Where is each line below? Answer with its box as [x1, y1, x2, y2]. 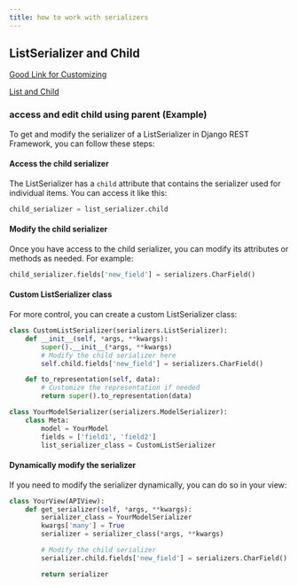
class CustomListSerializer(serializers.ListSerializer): [9, 326, 228, 335]
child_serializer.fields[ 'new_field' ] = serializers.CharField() [9, 270, 255, 279]
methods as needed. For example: [9, 254, 134, 264]
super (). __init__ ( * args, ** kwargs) [41, 342, 173, 351]
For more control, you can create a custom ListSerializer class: [9, 309, 238, 320]
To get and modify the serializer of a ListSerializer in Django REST [9, 129, 250, 139]
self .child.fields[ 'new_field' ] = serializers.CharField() [41, 359, 264, 368]
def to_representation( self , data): [25, 375, 161, 384]
